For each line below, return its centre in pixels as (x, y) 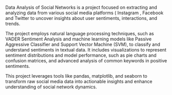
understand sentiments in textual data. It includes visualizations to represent (86, 50)
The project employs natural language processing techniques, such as (80, 33)
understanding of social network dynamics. (51, 87)
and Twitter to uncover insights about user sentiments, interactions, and (81, 18)
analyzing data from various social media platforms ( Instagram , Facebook (84, 13)
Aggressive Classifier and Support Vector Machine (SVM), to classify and (83, 44)
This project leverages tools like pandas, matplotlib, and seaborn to (76, 76)
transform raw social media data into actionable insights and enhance (79, 81)
